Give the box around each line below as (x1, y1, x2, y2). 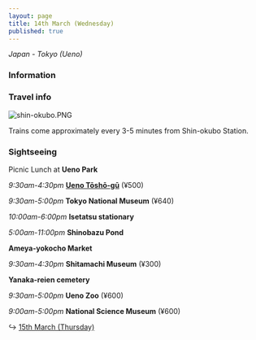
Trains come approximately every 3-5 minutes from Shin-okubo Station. (8, 125, 249, 135)
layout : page (8, 11, 53, 20)
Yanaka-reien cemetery (8, 274, 90, 285)
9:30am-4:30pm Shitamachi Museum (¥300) (8, 259, 162, 268)
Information (8, 70, 56, 81)
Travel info (8, 91, 52, 102)
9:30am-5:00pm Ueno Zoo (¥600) (8, 290, 124, 300)
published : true (8, 27, 63, 35)
